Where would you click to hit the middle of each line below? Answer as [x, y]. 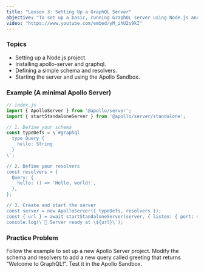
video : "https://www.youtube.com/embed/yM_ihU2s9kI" [74, 23]
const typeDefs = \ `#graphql [43, 133]
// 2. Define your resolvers [43, 166]
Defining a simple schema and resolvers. [66, 70]
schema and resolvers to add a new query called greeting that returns [93, 257]
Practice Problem [32, 238]
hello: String [35, 144]
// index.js [21, 105]
